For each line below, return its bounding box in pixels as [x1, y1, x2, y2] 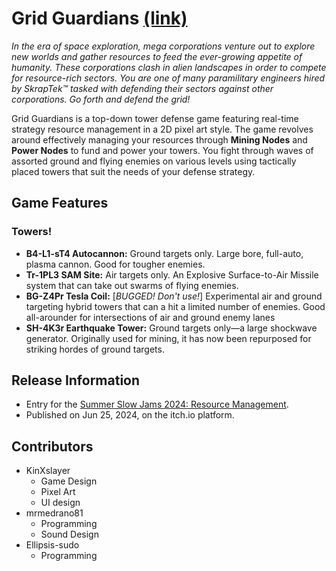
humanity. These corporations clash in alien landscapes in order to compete [11, 61, 327, 73]
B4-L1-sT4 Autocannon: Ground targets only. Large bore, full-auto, [25, 247, 304, 259]
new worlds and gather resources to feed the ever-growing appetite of [11, 50, 303, 62]
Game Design [40, 475, 98, 487]
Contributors [11, 438, 94, 455]
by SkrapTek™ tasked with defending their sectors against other [11, 82, 274, 94]
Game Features [11, 195, 109, 212]
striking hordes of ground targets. [25, 343, 165, 355]
